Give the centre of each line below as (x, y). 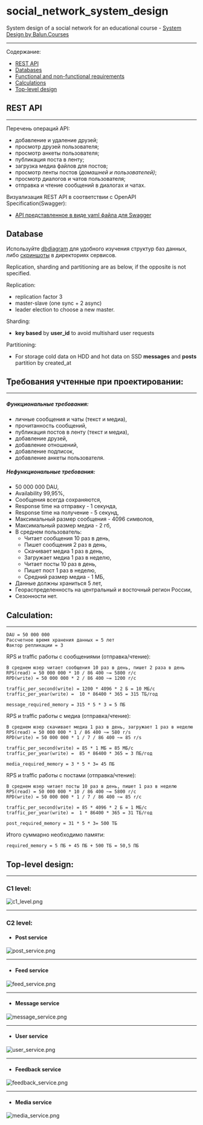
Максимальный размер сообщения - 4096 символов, (84, 519)
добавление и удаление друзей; (56, 140)
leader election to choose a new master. (65, 309)
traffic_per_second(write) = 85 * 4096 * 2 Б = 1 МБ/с (77, 808)
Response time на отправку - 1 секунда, (66, 506)
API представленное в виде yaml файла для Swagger (83, 215)
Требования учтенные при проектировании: (95, 381)
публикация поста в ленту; (50, 159)
